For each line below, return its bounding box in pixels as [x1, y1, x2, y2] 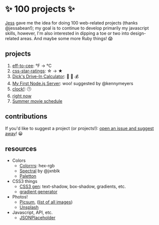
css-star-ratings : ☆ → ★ [12, 67, 63, 74]
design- [130, 30, 146, 36]
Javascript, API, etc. [12, 209, 53, 216]
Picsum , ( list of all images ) [19, 199, 73, 205]
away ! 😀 [5, 131, 23, 136]
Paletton [19, 173, 37, 179]
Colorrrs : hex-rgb [19, 163, 55, 169]
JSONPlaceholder [19, 215, 56, 221]
